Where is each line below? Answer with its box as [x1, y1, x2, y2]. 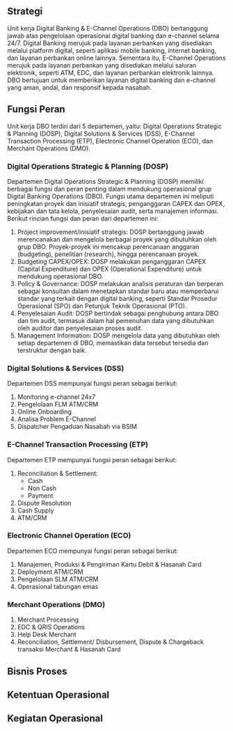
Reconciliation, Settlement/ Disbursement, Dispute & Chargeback [17, 638, 204, 646]
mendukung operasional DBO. [17, 272, 104, 281]
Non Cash [27, 484, 57, 492]
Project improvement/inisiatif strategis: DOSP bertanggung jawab [17, 228, 204, 236]
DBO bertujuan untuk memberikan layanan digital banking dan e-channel [7, 76, 216, 84]
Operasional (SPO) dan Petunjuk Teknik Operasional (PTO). [17, 301, 187, 310]
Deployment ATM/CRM [17, 567, 83, 576]
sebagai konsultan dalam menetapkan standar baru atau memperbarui [17, 287, 219, 295]
